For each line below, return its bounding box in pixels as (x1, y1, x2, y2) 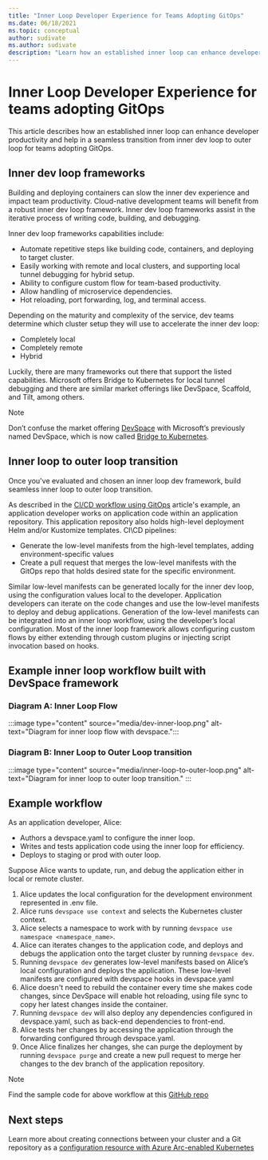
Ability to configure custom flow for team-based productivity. (19, 278, 222, 287)
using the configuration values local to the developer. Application (8, 590, 222, 599)
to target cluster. (19, 252, 74, 262)
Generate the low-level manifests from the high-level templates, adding (19, 540, 254, 550)
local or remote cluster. (8, 874, 85, 884)
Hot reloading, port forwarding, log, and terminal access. (19, 294, 207, 304)
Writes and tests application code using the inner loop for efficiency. (19, 842, 245, 851)
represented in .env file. (19, 898, 98, 908)
